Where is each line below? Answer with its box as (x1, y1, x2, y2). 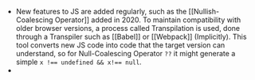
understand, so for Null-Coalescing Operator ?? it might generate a (15, 49, 236, 58)
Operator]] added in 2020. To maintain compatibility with (54, 15, 241, 25)
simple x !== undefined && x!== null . (15, 57, 142, 67)
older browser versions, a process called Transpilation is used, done (15, 24, 241, 32)
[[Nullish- (188, 7, 220, 16)
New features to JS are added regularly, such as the (15, 7, 187, 16)
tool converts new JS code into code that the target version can (15, 40, 226, 50)
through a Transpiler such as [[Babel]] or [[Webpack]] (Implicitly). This (15, 32, 247, 41)
